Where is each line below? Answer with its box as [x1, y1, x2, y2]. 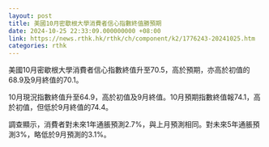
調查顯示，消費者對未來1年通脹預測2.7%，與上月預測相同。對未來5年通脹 [8, 120, 254, 129]
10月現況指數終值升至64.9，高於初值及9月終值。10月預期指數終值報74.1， [8, 92, 254, 102]
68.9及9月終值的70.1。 [8, 75, 83, 85]
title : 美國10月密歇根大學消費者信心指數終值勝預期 [8, 19, 162, 27]
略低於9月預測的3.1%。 [33, 130, 111, 140]
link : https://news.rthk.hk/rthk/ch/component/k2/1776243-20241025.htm [8, 34, 255, 43]
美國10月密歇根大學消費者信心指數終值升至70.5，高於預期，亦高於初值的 [8, 65, 250, 75]
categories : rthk [8, 42, 67, 50]
